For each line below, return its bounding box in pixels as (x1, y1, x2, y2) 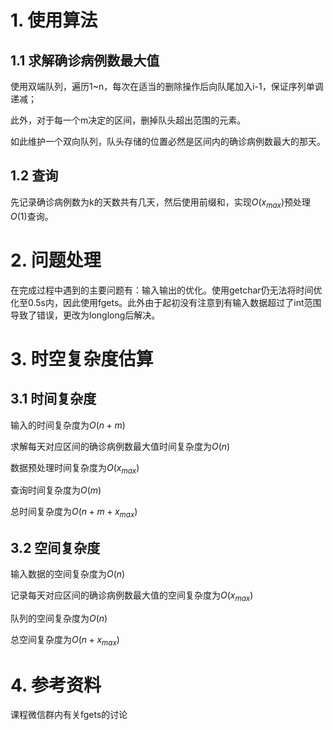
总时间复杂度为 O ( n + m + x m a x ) (10, 506, 138, 520)
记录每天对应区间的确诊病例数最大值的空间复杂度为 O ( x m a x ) (10, 589, 254, 603)
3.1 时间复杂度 (10, 391, 97, 408)
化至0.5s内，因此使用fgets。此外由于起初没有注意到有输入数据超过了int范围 (10, 296, 322, 308)
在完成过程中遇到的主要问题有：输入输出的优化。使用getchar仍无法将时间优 (10, 284, 323, 296)
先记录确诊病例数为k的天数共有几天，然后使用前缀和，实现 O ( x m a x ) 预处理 (10, 196, 312, 210)
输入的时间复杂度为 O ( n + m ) (10, 419, 126, 431)
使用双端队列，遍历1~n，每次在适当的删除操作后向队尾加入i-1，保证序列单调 (10, 81, 324, 92)
